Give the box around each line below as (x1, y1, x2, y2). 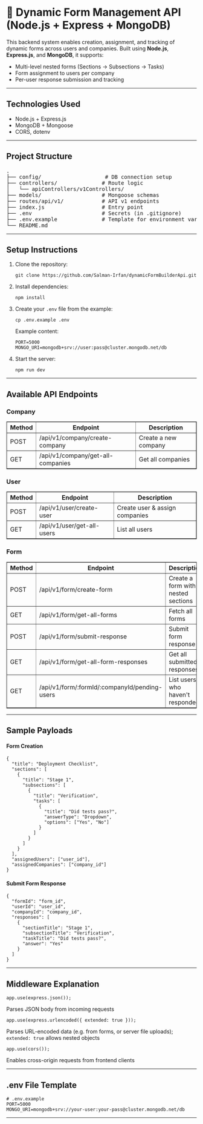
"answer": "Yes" (22, 941, 63, 947)
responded (169, 698, 200, 706)
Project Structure (6, 151, 72, 162)
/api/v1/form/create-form (39, 585, 113, 593)
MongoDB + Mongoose (14, 121, 74, 129)
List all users (117, 525, 153, 534)
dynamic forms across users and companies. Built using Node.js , (6, 45, 169, 52)
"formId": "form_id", (11, 899, 66, 905)
